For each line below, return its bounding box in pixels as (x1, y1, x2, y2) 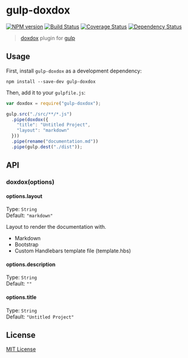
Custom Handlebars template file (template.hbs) (14, 247, 131, 254)
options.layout (6, 192, 43, 199)
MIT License (6, 346, 36, 353)
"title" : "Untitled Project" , (16, 122, 91, 128)
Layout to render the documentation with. (6, 224, 107, 231)
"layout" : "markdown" (16, 127, 69, 133)
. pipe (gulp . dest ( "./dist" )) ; (11, 144, 83, 150)
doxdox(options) (6, 178, 55, 186)
